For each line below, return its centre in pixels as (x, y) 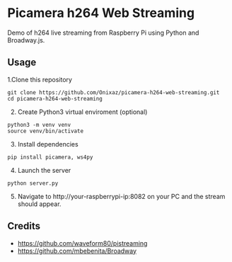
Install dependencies (48, 144)
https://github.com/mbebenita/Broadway (77, 251)
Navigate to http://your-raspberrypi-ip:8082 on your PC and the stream (121, 196)
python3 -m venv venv (39, 125)
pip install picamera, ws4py (50, 157)
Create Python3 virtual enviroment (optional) (82, 112)
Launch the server (44, 170)
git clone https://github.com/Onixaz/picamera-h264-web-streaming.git (114, 92)
